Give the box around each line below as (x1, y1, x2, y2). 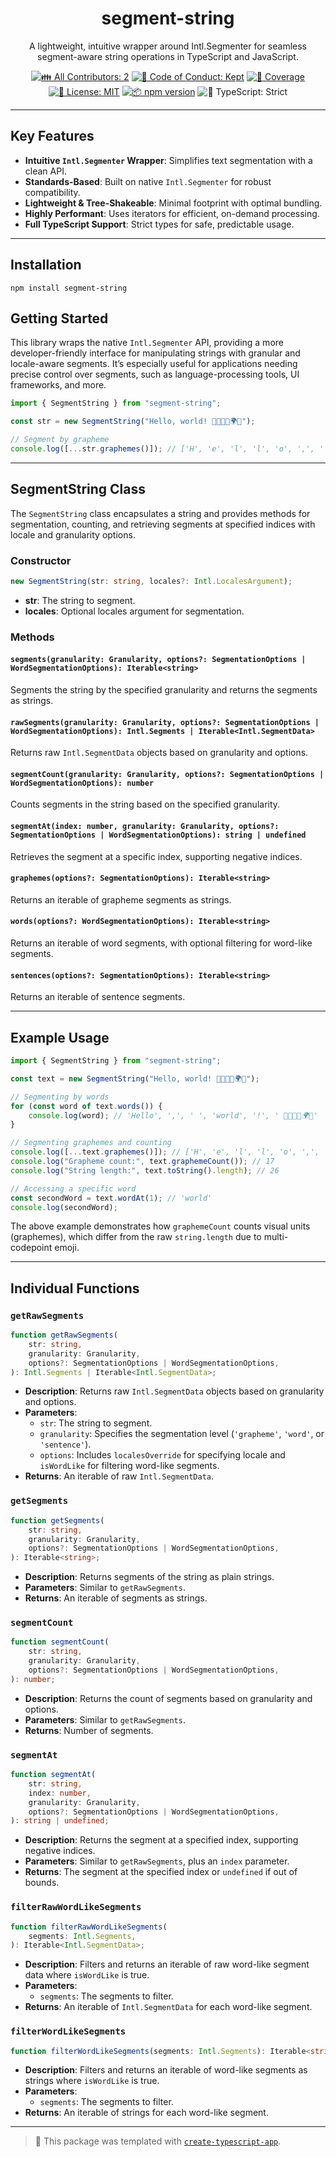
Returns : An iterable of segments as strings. (24, 1592, 208, 1604)
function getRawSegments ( (10, 1330, 118, 1341)
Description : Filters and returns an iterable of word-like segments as (24, 2064, 308, 2076)
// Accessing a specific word (10, 1183, 137, 1194)
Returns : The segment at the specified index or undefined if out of (24, 1866, 298, 1878)
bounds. (24, 1877, 60, 1889)
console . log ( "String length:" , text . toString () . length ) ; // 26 (10, 1165, 280, 1176)
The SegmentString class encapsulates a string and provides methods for (10, 507, 311, 519)
